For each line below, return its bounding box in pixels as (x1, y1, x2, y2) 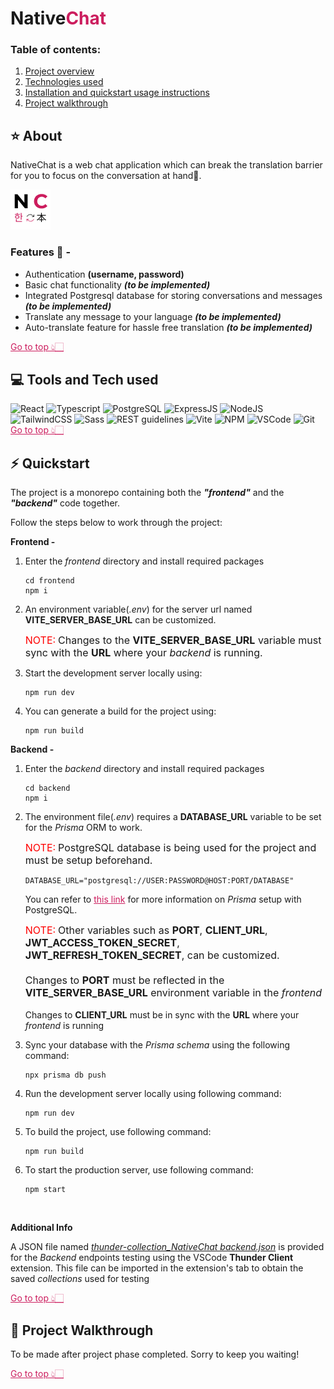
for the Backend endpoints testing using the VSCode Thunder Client (10, 1252, 294, 1264)
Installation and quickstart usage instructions (24, 87, 210, 99)
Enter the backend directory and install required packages (24, 763, 265, 775)
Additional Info (10, 1222, 73, 1234)
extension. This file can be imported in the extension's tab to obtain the (10, 1262, 304, 1274)
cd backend (24, 783, 71, 794)
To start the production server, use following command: (24, 1164, 254, 1176)
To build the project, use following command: (24, 1126, 212, 1138)
